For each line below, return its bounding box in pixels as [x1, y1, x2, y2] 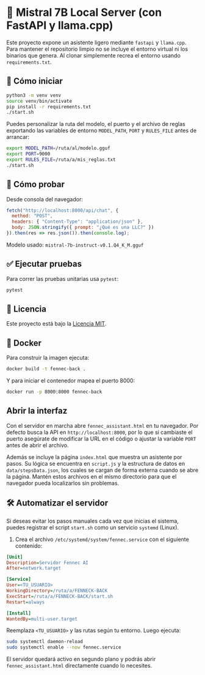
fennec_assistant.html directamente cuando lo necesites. [6, 662, 153, 669]
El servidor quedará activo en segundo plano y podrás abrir [6, 655, 156, 663]
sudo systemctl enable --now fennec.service [6, 644, 121, 651]
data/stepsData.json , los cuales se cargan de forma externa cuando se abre [6, 466, 199, 474]
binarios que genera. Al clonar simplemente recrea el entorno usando [6, 51, 181, 59]
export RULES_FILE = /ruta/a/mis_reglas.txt [6, 157, 116, 163]
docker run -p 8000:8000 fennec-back [6, 389, 103, 395]
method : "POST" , [12, 213, 53, 219]
